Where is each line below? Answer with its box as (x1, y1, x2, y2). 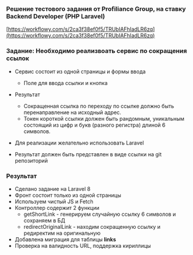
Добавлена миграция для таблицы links (14, 235, 117, 243)
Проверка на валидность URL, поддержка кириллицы (14, 242, 151, 249)
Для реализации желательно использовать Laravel (14, 139, 144, 146)
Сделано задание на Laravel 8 (14, 185, 91, 192)
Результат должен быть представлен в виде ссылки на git (14, 150, 162, 158)
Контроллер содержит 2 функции (14, 204, 99, 211)
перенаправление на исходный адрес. (23, 109, 121, 116)
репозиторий (14, 157, 49, 164)
